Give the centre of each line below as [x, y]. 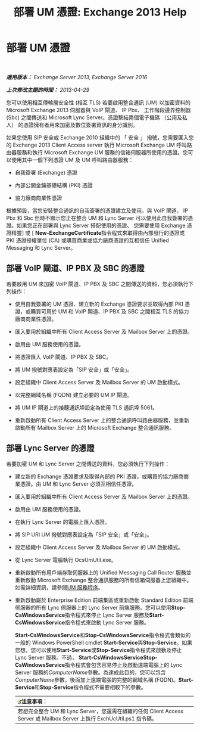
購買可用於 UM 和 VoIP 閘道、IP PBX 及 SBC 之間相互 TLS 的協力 [110, 311]
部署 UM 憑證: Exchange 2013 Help [100, 12]
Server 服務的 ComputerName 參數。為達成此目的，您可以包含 [90, 672]
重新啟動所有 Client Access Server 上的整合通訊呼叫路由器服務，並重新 [102, 420]
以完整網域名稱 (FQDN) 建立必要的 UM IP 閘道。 [74, 394]
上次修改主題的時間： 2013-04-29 [48, 89]
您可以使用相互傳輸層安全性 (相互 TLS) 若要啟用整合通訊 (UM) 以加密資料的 [99, 102]
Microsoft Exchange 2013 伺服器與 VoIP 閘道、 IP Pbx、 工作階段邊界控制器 [99, 110]
